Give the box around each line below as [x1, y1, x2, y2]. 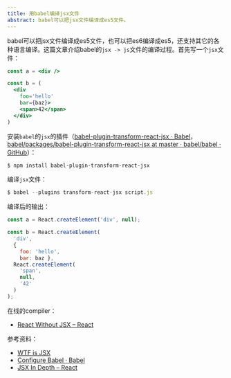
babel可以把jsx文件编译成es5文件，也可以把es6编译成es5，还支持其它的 [7, 36, 214, 45]
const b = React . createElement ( [7, 229, 100, 236]
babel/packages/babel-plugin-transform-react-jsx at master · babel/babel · [7, 140, 221, 148]
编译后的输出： [7, 202, 50, 211]
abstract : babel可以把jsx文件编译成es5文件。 [7, 17, 129, 24]
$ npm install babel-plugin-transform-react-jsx [7, 162, 150, 169]
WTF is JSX [17, 348, 50, 357]
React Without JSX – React [17, 320, 94, 329]
